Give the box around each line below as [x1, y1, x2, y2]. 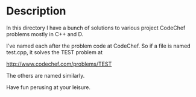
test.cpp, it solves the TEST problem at [6, 48, 103, 55]
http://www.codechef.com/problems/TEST [6, 60, 112, 67]
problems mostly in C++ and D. [6, 30, 84, 37]
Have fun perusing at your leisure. [6, 83, 90, 91]
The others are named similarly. [6, 72, 85, 79]
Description [6, 4, 66, 18]
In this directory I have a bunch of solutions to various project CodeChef [6, 24, 186, 31]
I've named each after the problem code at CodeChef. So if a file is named [6, 42, 191, 49]
